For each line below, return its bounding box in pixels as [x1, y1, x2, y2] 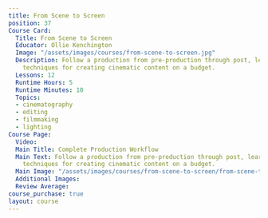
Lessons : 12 [15, 71, 56, 79]
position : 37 [8, 19, 52, 27]
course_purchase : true [8, 189, 84, 198]
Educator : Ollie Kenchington [15, 42, 112, 50]
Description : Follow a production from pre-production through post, [15, 57, 251, 65]
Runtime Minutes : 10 [15, 85, 84, 94]
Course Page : [8, 130, 52, 138]
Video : [15, 137, 37, 146]
